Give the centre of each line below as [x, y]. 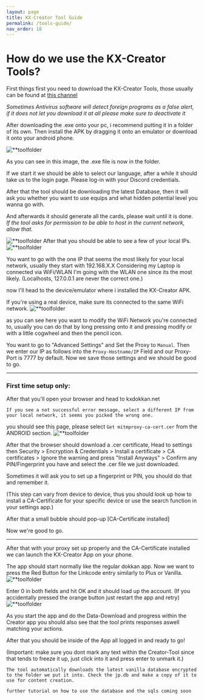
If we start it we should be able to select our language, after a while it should [102, 173]
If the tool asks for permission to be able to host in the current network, [96, 223]
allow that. [20, 229]
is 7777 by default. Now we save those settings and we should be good [107, 358]
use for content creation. [40, 681]
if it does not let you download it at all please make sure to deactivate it [96, 114]
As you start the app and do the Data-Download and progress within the [97, 616]
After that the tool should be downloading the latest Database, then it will [97, 191]
